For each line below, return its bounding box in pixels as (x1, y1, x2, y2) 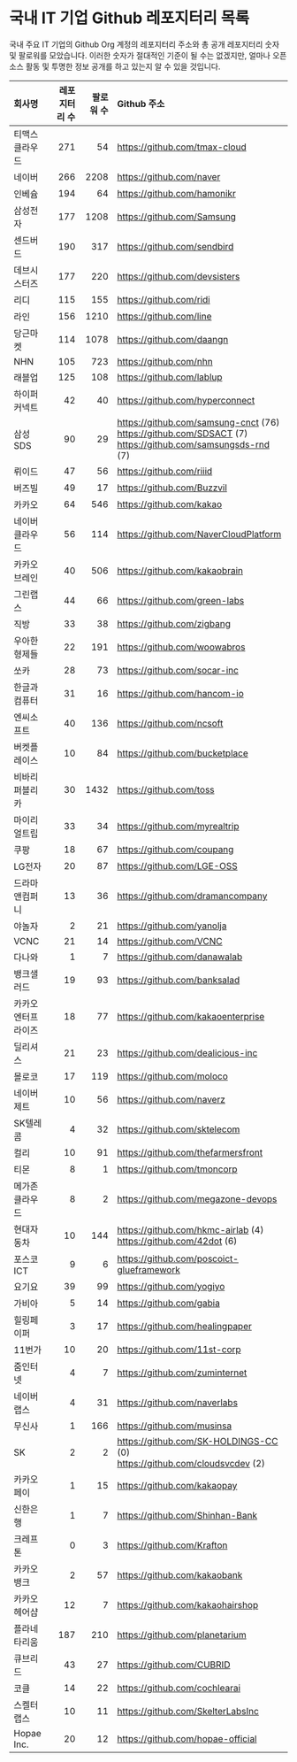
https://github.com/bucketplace (117, 747, 249, 759)
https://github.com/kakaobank (117, 1568, 243, 1581)
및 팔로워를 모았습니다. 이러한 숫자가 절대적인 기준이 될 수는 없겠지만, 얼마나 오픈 (9, 50, 287, 60)
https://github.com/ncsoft (117, 717, 224, 729)
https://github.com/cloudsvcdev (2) (117, 1457, 265, 1469)
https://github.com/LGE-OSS (117, 859, 239, 872)
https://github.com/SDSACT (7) (117, 427, 248, 439)
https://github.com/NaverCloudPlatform (117, 527, 282, 540)
